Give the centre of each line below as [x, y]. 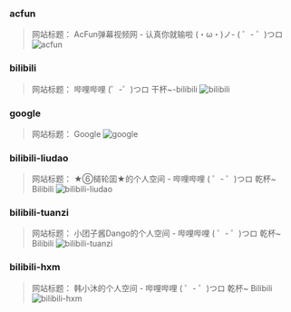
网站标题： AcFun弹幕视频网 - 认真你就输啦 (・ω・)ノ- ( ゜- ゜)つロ [157, 34]
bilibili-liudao [39, 158]
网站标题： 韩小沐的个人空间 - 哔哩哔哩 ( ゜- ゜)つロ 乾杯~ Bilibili [152, 288]
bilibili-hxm [35, 268]
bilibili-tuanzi [39, 213]
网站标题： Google [66, 133]
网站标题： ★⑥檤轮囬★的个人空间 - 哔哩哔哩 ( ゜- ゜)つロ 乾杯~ [154, 179]
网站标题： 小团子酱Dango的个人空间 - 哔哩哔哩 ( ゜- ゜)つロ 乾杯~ [156, 233]
